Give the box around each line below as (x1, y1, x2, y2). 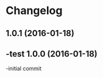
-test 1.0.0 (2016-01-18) (5, 48, 98, 59)
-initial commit (5, 65, 42, 72)
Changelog (5, 4, 63, 18)
